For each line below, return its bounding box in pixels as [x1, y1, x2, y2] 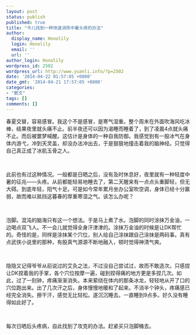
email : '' [11, 47, 35, 53]
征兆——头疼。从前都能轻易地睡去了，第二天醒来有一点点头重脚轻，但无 [16, 178, 190, 185]
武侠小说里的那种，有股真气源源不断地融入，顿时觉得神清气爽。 [10, 238, 164, 246]
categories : [6, 85, 35, 91]
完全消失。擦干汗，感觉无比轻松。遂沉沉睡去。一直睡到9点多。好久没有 [10, 291, 183, 298]
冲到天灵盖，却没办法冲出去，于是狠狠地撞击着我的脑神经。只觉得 [31, 140, 190, 147]
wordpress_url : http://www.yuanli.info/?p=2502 [6, 68, 124, 74]
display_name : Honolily [11, 36, 69, 42]
